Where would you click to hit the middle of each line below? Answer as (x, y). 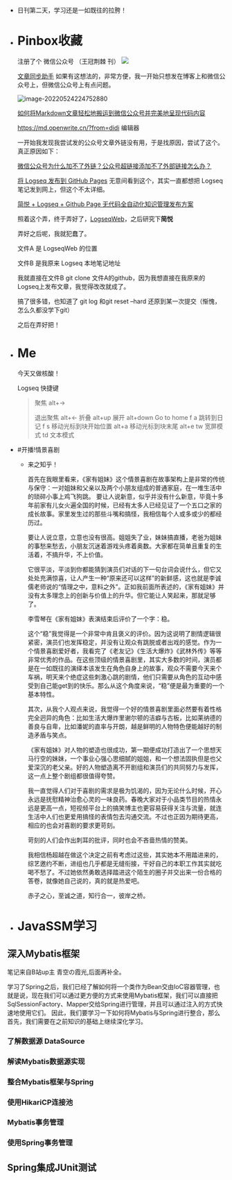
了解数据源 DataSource (46, 1041)
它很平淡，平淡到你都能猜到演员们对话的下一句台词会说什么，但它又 (125, 569)
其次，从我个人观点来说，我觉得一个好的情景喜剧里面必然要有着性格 (125, 709)
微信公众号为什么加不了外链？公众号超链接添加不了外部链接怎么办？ (114, 166)
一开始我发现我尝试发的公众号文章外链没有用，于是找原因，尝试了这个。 (120, 142)
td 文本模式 (59, 435)
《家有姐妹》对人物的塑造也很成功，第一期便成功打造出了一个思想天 (125, 750)
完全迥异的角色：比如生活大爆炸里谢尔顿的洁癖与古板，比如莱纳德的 (125, 718)
